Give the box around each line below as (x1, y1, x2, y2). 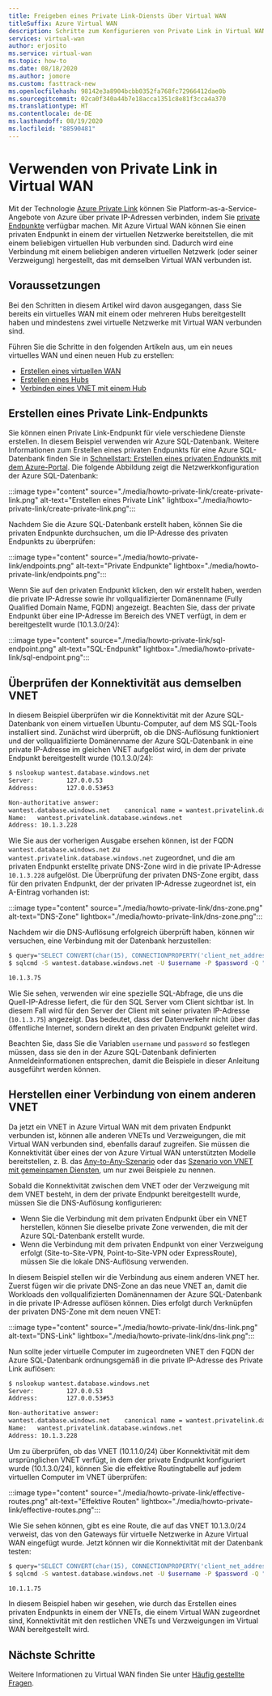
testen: (8, 1546, 32, 1556)
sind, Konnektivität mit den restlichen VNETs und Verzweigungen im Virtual (8, 1616, 259, 1626)
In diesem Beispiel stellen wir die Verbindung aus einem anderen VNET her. (8, 1272, 260, 1282)
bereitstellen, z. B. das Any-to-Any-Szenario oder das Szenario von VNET (8, 1156, 253, 1166)
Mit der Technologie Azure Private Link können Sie (8, 203, 177, 213)
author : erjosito (8, 42, 67, 50)
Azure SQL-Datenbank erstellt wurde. (19, 1231, 146, 1240)
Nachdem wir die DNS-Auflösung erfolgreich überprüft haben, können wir (8, 928, 255, 937)
